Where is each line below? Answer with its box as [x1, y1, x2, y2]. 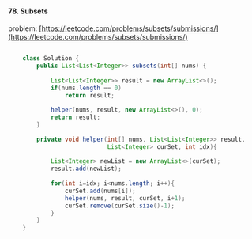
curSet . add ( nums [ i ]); [64, 187, 136, 195]
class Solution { [22, 55, 80, 63]
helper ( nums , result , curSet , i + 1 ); [64, 194, 186, 202]
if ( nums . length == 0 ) [50, 84, 122, 92]
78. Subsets [8, 6, 49, 16]
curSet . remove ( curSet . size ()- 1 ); [64, 202, 175, 210]
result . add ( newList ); [50, 165, 122, 173]
